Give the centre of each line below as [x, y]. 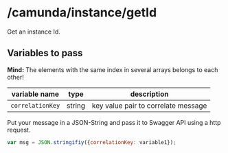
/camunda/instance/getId [82, 13]
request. [19, 130]
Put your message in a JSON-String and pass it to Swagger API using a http [114, 122]
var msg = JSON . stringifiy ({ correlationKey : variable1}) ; [92, 142]
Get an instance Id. [34, 32]
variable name [35, 94]
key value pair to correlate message [149, 106]
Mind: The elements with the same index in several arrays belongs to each [113, 69]
